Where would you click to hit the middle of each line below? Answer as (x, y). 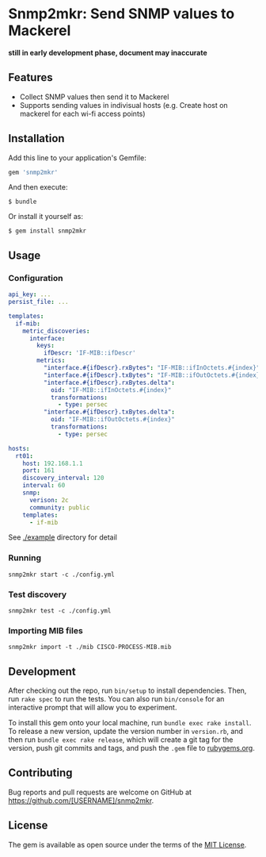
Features (30, 77)
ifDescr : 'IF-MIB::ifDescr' (89, 353)
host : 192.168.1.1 (53, 463)
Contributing (40, 773)
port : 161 (39, 471)
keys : (46, 346)
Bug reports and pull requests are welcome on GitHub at (100, 792)
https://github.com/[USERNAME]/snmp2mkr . (81, 800)
